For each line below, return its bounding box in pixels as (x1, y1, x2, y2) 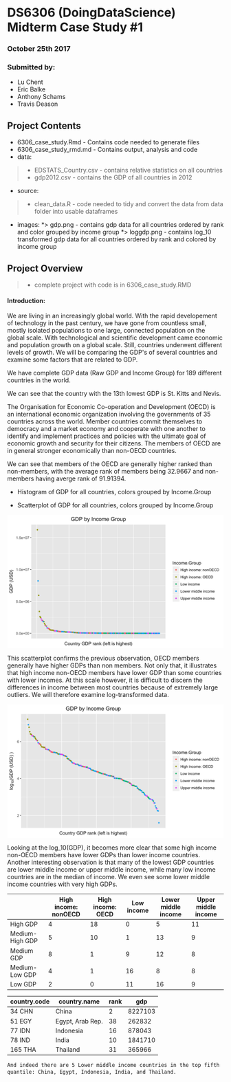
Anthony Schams (16, 93, 66, 101)
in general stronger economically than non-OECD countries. (7, 447, 177, 455)
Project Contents (7, 120, 81, 131)
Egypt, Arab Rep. (55, 1017, 103, 1025)
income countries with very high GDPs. (7, 880, 118, 888)
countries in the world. (7, 376, 71, 384)
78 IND (10, 1036, 31, 1044)
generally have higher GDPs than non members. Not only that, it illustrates (7, 661, 217, 670)
